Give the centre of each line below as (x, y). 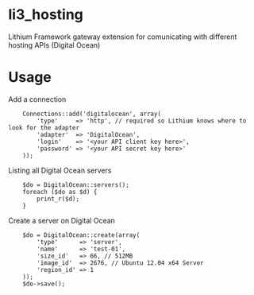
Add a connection (37, 99)
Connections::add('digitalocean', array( (92, 114)
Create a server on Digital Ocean (62, 220)
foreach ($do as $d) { (60, 192)
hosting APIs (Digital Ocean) (54, 45)
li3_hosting (46, 15)
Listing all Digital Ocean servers (60, 170)
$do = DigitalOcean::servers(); (76, 184)
